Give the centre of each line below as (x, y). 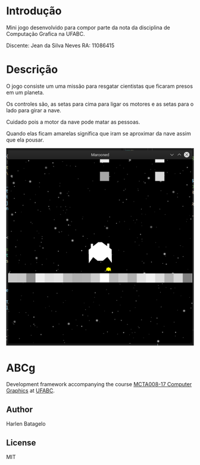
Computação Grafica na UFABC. (46, 33)
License (21, 443)
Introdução (34, 11)
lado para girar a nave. (34, 110)
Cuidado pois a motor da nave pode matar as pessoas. (73, 122)
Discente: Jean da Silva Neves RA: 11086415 (60, 45)
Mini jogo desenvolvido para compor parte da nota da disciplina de (88, 27)
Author (19, 409)
